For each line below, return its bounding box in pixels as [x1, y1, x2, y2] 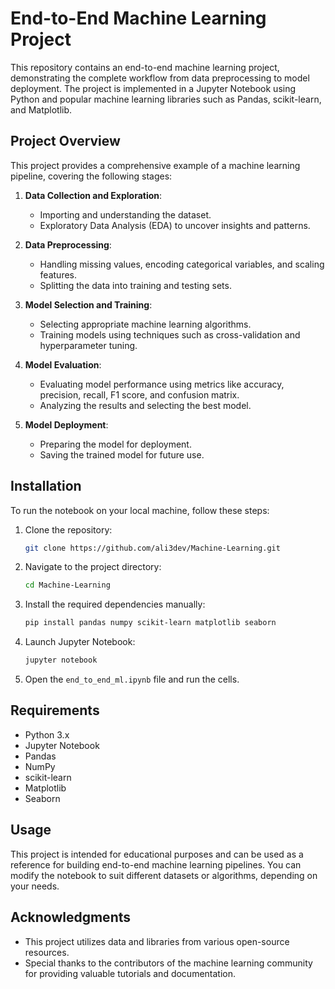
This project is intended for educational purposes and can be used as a [10, 848, 304, 860]
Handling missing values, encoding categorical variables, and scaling [39, 258, 325, 270]
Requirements [10, 702, 100, 719]
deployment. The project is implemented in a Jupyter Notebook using [10, 82, 297, 94]
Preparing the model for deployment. [39, 438, 192, 450]
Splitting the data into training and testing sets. [39, 279, 232, 291]
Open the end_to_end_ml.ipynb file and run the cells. [24, 673, 240, 686]
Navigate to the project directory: [24, 561, 162, 573]
